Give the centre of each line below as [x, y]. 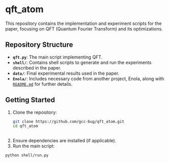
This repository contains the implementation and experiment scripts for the [83, 23]
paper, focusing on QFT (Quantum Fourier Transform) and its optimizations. [84, 28]
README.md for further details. [42, 84]
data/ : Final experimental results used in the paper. [66, 73]
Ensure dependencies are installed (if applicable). [64, 141]
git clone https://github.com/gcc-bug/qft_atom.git [68, 121]
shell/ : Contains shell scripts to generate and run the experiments [82, 62]
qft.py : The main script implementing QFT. [57, 57]
